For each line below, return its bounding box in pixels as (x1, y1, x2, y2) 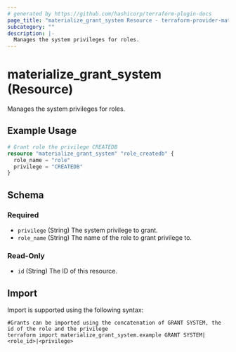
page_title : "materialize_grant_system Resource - (7, 17, 159, 24)
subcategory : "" (7, 23, 55, 30)
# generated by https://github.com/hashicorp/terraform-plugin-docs (7, 10, 212, 18)
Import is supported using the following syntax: (7, 306, 144, 314)
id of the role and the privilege (7, 325, 109, 333)
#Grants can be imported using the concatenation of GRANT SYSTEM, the (7, 320, 221, 327)
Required (7, 210, 39, 219)
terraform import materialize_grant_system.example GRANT (7, 332, 181, 339)
